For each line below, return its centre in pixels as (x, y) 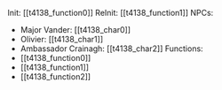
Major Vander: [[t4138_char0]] (75, 30)
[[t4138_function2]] (55, 77)
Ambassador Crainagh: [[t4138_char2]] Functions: (112, 49)
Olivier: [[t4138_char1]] (62, 39)
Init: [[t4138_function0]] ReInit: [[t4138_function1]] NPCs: (111, 13)
